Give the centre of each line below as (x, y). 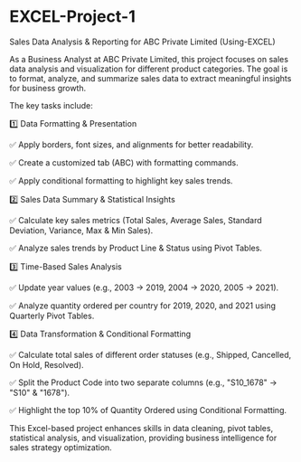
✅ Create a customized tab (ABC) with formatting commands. (124, 162)
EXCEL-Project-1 (72, 17)
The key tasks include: (51, 105)
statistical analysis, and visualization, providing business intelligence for (143, 438)
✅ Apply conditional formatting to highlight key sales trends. (121, 180)
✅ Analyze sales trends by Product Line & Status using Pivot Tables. (136, 248)
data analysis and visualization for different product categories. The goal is (149, 69)
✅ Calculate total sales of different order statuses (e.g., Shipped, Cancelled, (150, 354)
